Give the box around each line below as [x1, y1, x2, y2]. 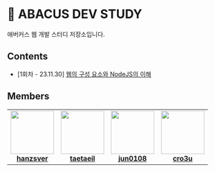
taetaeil [69, 153, 95, 163]
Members [7, 90, 50, 103]
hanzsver [16, 153, 48, 163]
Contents [7, 51, 48, 62]
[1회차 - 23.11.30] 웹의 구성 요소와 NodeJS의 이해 [17, 69, 152, 78]
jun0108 [118, 153, 147, 163]
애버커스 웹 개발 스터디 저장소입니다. [7, 30, 105, 38]
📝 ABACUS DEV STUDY [7, 6, 142, 22]
